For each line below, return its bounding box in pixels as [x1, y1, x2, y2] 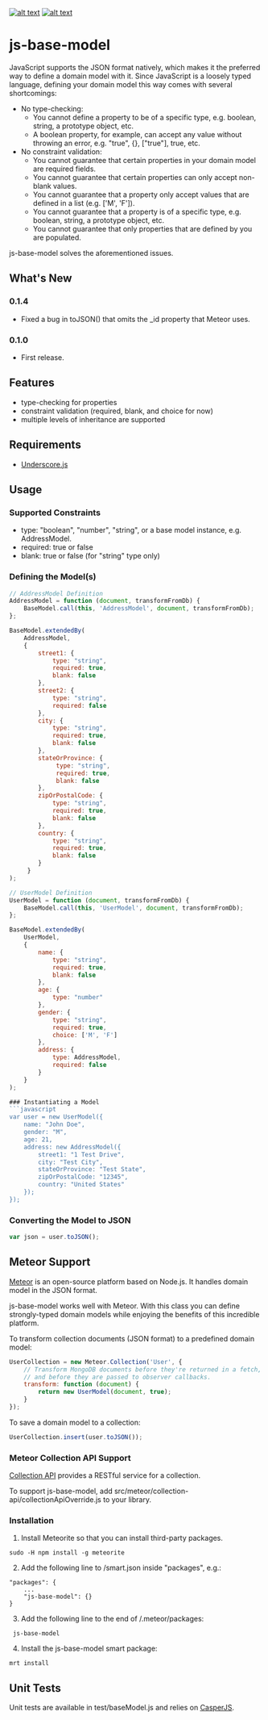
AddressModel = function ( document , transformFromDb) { [9, 597, 200, 605]
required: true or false [20, 542, 93, 552]
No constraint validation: [20, 146, 103, 157]
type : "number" [52, 994, 104, 1002]
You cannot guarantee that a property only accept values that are [32, 190, 249, 199]
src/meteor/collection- [113, 1486, 189, 1496]
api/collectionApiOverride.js [9, 1495, 101, 1504]
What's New [9, 271, 72, 286]
